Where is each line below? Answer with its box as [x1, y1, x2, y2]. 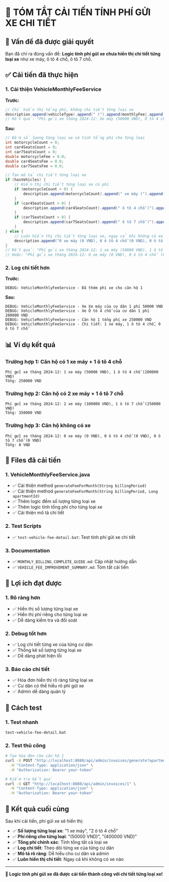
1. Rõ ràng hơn [5, 594, 41, 601]
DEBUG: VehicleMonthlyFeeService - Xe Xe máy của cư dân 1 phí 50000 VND [5, 304, 163, 309]
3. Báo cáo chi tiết [5, 666, 50, 673]
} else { [5, 229, 24, 234]
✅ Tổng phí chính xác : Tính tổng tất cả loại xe [12, 839, 108, 845]
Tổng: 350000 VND [5, 410, 42, 415]
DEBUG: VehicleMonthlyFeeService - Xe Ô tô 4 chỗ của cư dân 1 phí [5, 308, 150, 314]
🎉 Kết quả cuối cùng [5, 804, 69, 813]
